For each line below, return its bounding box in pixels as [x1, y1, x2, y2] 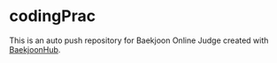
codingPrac [9, 6, 96, 26]
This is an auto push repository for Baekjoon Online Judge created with [9, 35, 269, 45]
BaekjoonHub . [9, 44, 61, 54]
